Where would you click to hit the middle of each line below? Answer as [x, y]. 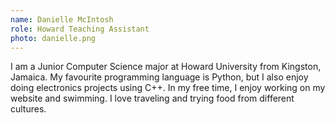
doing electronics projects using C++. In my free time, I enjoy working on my [168, 88]
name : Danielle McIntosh [62, 19]
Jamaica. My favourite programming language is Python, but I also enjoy [159, 77]
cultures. [28, 109]
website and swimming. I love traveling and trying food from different [152, 98]
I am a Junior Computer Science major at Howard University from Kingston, [166, 67]
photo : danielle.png [53, 38]
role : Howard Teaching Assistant [80, 29]
